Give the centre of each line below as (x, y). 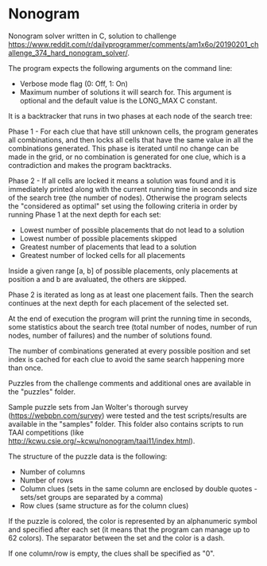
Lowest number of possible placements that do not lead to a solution (132, 230)
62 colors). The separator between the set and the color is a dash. (116, 537)
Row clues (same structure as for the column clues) (104, 505)
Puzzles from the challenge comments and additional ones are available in (130, 383)
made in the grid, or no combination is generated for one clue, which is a (127, 157)
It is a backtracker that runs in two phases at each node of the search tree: (130, 115)
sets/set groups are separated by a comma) (91, 497)
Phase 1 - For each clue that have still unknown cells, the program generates (133, 131)
